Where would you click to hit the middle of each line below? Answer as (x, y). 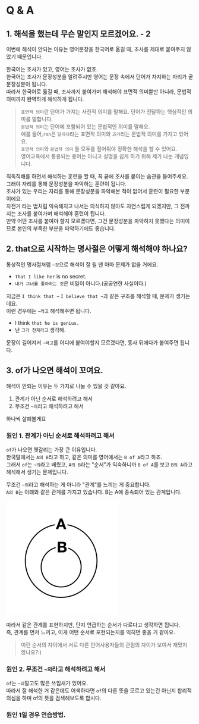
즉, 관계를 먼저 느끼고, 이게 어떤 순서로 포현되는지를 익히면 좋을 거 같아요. (91, 632)
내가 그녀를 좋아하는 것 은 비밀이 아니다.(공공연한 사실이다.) (80, 283)
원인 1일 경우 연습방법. (36, 715)
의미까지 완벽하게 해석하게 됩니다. (45, 99)
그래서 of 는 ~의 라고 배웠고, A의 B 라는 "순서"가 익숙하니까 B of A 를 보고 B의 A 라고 (99, 464)
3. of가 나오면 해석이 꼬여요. (55, 370)
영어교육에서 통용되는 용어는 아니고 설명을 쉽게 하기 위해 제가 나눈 (97, 156)
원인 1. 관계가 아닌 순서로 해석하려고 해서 (60, 435)
